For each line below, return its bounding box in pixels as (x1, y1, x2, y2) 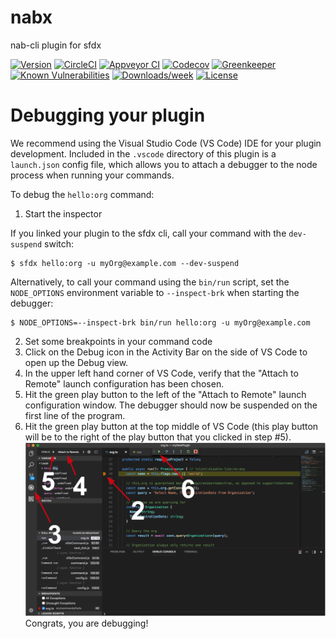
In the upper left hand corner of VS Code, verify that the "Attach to (24, 367, 299, 379)
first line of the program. (24, 409, 126, 421)
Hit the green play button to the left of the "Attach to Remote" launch (24, 388, 307, 400)
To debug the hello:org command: (10, 188, 155, 200)
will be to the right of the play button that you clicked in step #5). (24, 431, 292, 443)
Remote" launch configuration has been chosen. (24, 377, 225, 390)
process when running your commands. (10, 169, 175, 181)
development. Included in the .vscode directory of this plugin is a (10, 147, 277, 160)
